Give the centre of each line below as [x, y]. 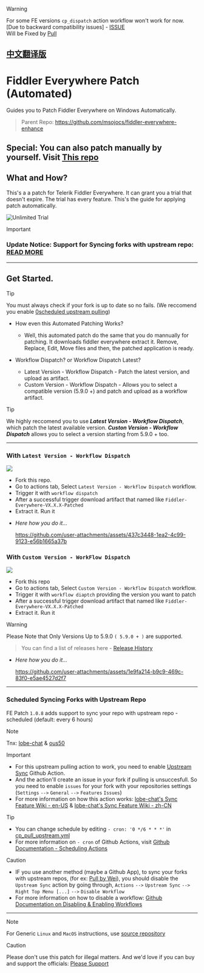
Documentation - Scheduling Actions [61, 848]
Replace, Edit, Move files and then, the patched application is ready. [109, 348]
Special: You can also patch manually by [84, 147]
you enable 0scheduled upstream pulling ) [58, 311]
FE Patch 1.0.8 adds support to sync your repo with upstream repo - [92, 713]
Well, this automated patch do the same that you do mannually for [107, 335]
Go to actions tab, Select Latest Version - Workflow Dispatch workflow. [106, 486]
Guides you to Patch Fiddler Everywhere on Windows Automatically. [91, 110]
